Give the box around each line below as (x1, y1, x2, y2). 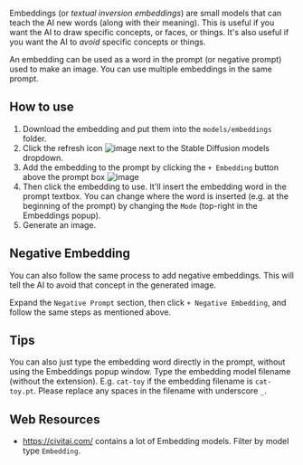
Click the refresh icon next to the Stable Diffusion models (22, 142, 270, 153)
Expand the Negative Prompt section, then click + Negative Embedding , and (9, 297, 287, 308)
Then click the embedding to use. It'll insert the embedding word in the (22, 181, 287, 192)
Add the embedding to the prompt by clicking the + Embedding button (22, 162, 279, 173)
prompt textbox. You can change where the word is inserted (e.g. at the (22, 190, 289, 202)
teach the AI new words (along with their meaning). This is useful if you (9, 17, 275, 28)
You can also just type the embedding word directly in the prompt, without (9, 356, 286, 367)
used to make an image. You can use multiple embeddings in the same (9, 63, 273, 74)
